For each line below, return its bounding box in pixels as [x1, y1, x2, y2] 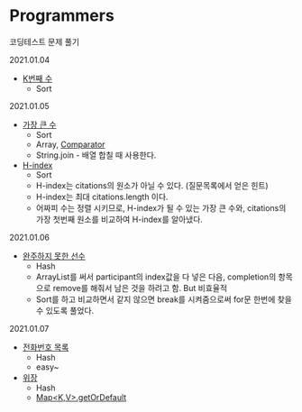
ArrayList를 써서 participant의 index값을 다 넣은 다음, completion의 [35, 271, 277, 282]
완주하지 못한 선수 [22, 250, 86, 261]
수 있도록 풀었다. [35, 305, 95, 316]
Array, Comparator [35, 139, 105, 150]
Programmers [9, 5, 114, 26]
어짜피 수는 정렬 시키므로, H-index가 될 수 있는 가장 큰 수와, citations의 [35, 202, 287, 213]
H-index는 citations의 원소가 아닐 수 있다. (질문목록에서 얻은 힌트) [35, 179, 269, 190]
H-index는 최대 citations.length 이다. [35, 191, 169, 202]
